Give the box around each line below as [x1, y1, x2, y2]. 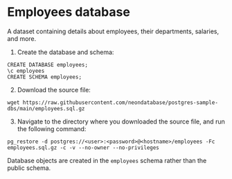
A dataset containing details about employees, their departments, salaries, [7, 27, 220, 35]
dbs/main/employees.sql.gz [7, 105, 85, 112]
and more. [7, 34, 37, 42]
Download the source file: [17, 85, 91, 94]
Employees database [7, 4, 130, 20]
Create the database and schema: [17, 48, 114, 56]
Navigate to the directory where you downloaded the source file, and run [17, 117, 225, 126]
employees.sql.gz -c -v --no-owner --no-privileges [7, 144, 159, 151]
